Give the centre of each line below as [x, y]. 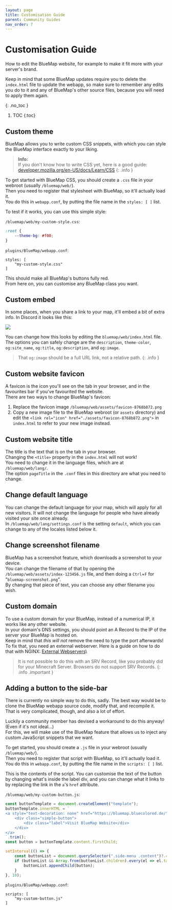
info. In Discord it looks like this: [39, 318]
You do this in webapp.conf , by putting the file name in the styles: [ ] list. [83, 202]
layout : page [19, 10]
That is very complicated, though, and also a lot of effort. [65, 711]
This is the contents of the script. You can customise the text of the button [84, 774]
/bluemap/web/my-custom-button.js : [43, 795]
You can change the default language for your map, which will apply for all [84, 507]
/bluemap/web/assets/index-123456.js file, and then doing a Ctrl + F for [80, 574]
